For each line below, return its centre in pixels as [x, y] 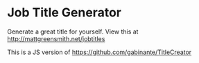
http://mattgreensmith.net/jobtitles [56, 38]
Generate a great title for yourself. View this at [73, 32]
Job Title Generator [64, 13]
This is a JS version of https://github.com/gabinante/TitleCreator [99, 52]
